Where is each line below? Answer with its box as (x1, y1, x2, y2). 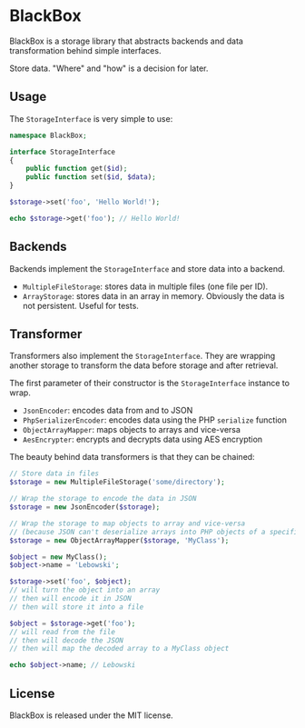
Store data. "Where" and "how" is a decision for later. (9, 63, 209, 74)
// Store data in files (9, 469, 100, 478)
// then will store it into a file (9, 602, 144, 612)
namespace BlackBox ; (9, 131, 88, 140)
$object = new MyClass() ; (9, 552, 107, 562)
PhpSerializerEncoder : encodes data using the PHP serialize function (22, 414, 288, 425)
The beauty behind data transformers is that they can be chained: (9, 452, 256, 463)
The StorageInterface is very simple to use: (9, 113, 173, 124)
